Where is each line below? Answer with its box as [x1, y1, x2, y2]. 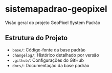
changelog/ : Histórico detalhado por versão [12, 52, 99, 58]
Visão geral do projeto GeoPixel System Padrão [5, 20, 101, 25]
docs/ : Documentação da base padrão [12, 62, 90, 68]
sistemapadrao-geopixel [5, 3, 108, 15]
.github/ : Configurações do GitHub [12, 57, 84, 63]
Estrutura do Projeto [5, 34, 68, 42]
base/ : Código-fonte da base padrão [12, 47, 86, 52]
